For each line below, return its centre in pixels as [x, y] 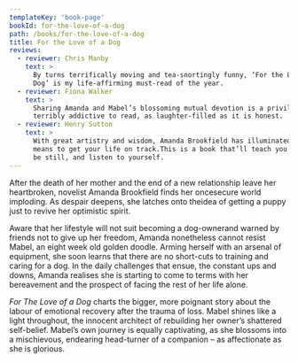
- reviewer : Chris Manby [63, 58]
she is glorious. [37, 348]
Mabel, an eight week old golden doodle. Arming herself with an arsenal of [145, 247]
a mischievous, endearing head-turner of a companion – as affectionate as [145, 339]
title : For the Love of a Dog [65, 42]
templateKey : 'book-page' [57, 17]
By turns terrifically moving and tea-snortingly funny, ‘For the [158, 75]
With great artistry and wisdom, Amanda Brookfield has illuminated [162, 141]
